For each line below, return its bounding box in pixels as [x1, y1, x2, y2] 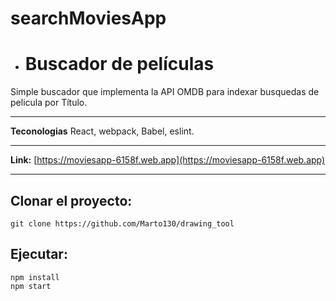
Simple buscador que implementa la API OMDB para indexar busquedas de [10, 86, 320, 98]
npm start [10, 281, 52, 291]
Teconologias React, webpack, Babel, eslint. [10, 125, 195, 137]
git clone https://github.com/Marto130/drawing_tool [10, 218, 235, 229]
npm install [10, 272, 60, 282]
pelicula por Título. [10, 97, 88, 109]
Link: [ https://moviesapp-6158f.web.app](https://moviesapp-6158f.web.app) [10, 154, 326, 166]
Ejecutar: [10, 246, 68, 263]
